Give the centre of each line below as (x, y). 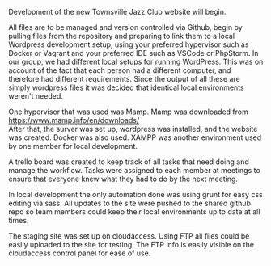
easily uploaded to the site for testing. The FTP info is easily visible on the (131, 245)
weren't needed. (36, 96)
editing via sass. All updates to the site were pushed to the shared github (129, 203)
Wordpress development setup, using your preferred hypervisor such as (129, 44)
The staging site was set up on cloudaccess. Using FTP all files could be (129, 236)
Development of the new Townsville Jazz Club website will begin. (117, 12)
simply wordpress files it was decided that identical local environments (126, 87)
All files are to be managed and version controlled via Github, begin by (125, 27)
